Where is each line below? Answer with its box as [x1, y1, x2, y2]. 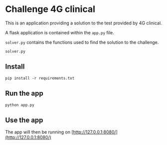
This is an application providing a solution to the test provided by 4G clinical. [5, 20, 162, 26]
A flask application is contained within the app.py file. [5, 29, 114, 35]
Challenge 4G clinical [5, 3, 96, 15]
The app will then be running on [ [5, 129, 73, 135]
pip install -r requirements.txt [5, 76, 75, 81]
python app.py [5, 102, 35, 108]
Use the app [5, 116, 43, 124]
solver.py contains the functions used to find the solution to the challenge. [5, 39, 159, 45]
